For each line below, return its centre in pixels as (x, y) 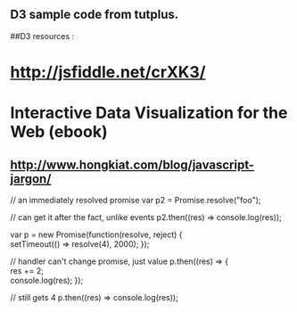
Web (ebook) (59, 132)
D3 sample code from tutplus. (95, 15)
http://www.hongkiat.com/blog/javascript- (132, 164)
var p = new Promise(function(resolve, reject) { (96, 234)
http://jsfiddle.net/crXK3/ (108, 72)
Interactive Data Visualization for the (149, 113)
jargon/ (31, 179)
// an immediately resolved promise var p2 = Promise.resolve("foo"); (136, 200)
